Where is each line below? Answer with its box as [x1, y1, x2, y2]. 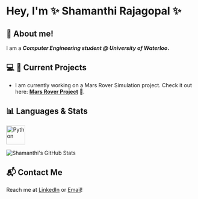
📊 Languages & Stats [6, 106, 88, 117]
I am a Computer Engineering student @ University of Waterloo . [6, 44, 170, 52]
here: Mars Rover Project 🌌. [14, 88, 85, 95]
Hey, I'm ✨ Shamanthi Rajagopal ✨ [6, 4, 182, 18]
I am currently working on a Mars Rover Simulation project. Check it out [14, 81, 193, 88]
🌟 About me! [6, 28, 54, 38]
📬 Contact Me [6, 167, 63, 178]
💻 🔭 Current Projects [6, 63, 87, 73]
